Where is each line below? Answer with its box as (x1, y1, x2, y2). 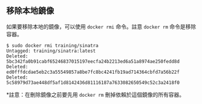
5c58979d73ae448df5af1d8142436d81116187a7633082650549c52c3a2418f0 (6, 79, 180, 86)
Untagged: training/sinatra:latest (6, 48, 96, 54)
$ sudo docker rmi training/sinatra (6, 42, 99, 48)
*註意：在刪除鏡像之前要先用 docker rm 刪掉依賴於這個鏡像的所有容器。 (6, 91, 185, 98)
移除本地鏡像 (6, 5, 54, 16)
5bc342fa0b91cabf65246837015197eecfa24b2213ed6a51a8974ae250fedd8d (6, 58, 180, 65)
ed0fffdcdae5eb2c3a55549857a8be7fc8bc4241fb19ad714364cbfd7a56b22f (6, 69, 180, 75)
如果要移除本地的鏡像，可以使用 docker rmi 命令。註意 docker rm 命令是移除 (6, 23, 197, 30)
